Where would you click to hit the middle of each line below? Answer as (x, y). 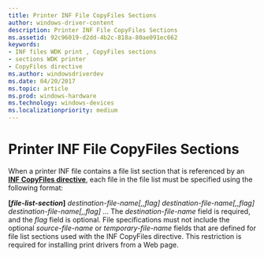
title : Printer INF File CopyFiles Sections (82, 15)
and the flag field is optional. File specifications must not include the (119, 219)
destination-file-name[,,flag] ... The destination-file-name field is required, (129, 211)
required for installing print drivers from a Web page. (93, 244)
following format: (36, 187)
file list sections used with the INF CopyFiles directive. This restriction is (125, 236)
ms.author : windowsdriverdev (56, 74)
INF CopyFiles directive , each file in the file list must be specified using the (130, 179)
